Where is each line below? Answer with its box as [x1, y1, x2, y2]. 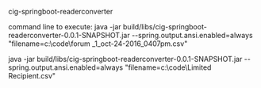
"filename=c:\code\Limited [125, 63, 212, 72]
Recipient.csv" [8, 71, 56, 80]
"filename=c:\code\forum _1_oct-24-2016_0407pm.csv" [8, 39, 188, 48]
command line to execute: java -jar [8, 22, 121, 31]
